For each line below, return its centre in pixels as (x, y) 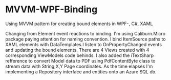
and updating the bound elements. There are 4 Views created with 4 (77, 50)
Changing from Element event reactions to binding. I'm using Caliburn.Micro (85, 33)
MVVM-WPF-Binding (51, 9)
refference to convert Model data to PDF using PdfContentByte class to (80, 61)
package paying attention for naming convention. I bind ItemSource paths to (85, 39)
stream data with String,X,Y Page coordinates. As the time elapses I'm (79, 66)
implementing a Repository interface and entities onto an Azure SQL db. (81, 72)
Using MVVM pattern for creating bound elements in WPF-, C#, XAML (79, 24)
